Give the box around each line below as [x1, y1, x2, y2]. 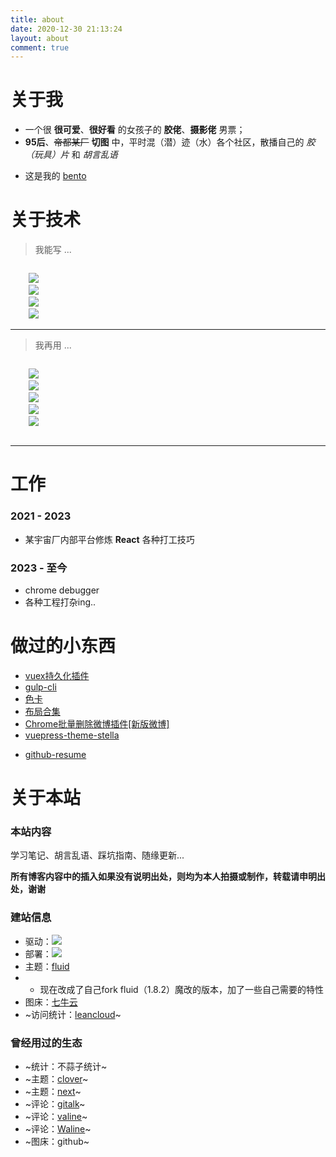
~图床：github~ [24, 1135, 90, 1147]
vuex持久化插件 [24, 669, 90, 681]
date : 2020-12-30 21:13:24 [10, 24, 123, 34]
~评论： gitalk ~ [24, 1097, 86, 1110]
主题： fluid [24, 960, 70, 972]
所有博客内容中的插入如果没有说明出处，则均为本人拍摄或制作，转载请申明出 [10, 871, 326, 883]
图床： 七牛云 [24, 996, 78, 1008]
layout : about [10, 33, 70, 43]
